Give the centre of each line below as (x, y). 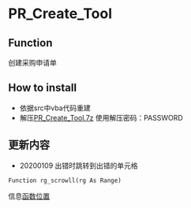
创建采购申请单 (32, 63)
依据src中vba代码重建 (55, 108)
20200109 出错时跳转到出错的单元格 (79, 165)
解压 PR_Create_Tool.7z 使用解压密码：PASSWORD (101, 117)
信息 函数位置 (29, 196)
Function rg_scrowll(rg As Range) (65, 180)
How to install (43, 88)
